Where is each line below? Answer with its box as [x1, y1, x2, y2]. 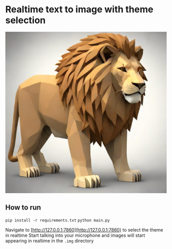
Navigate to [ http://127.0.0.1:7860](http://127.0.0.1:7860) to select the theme [5, 226, 164, 233]
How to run [5, 203, 41, 212]
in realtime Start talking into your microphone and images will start [5, 232, 145, 238]
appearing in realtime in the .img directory [5, 237, 94, 244]
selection [5, 14, 46, 26]
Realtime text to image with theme [5, 4, 154, 15]
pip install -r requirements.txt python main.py [5, 218, 110, 223]
